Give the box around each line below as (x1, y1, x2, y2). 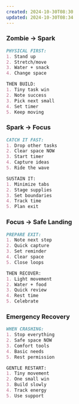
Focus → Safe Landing (6, 218, 72, 226)
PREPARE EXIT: (6, 231, 42, 237)
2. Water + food (6, 281, 47, 287)
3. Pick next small (6, 97, 55, 104)
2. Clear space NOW (6, 148, 55, 154)
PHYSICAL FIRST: (6, 47, 47, 54)
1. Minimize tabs (6, 181, 50, 187)
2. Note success (6, 92, 47, 98)
